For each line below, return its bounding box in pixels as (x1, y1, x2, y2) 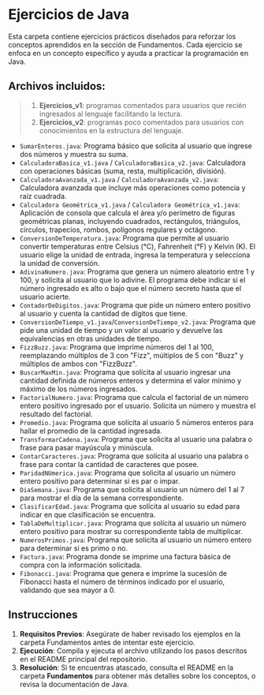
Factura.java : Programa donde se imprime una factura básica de (19, 551, 231, 561)
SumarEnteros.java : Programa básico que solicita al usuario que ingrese (19, 140, 252, 151)
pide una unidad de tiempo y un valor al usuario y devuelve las (19, 325, 223, 334)
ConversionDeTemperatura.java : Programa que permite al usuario (19, 233, 229, 242)
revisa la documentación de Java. (19, 679, 129, 689)
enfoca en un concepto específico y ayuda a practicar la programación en (8, 48, 249, 58)
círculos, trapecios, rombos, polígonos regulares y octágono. (19, 225, 218, 234)
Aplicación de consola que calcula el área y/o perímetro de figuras (19, 207, 236, 218)
